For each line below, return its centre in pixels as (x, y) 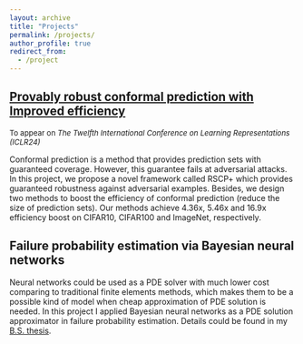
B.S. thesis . (30, 330)
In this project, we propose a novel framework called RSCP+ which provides (151, 178)
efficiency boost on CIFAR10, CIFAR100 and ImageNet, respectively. (135, 217)
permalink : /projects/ (52, 35)
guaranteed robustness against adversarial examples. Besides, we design (147, 188)
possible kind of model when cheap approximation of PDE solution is (137, 301)
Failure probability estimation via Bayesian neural (152, 246)
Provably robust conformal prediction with (132, 97)
